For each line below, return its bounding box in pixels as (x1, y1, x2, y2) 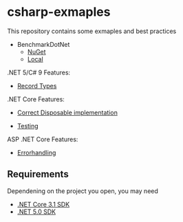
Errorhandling (17, 148, 56, 157)
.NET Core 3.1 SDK (17, 200, 70, 208)
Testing (17, 121, 39, 130)
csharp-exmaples (7, 4, 111, 20)
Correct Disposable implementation (17, 108, 118, 117)
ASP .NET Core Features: (7, 135, 78, 143)
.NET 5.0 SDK (17, 208, 56, 216)
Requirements (7, 168, 69, 180)
